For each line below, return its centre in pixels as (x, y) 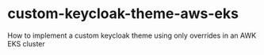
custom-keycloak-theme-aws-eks (123, 14)
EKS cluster (26, 43)
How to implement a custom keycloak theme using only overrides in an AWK (132, 35)
